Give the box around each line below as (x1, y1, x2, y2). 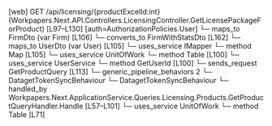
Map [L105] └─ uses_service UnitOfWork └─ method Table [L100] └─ (8, 50, 240, 59)
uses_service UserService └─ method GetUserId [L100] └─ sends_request (8, 58, 257, 68)
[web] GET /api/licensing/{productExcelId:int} (8, 7, 161, 16)
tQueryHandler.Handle (8, 101, 84, 111)
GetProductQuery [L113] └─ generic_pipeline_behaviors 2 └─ (8, 67, 213, 76)
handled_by (8, 84, 48, 94)
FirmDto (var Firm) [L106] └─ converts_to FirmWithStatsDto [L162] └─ (8, 32, 241, 42)
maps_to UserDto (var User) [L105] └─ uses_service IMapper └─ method (8, 41, 252, 51)
